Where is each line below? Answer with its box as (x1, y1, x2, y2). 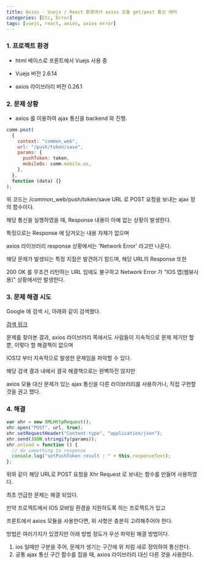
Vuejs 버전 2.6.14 (15, 70, 58, 77)
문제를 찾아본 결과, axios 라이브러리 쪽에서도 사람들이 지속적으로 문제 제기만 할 (6, 333, 195, 341)
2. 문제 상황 (6, 99, 39, 108)
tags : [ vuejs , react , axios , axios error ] (6, 20, 116, 26)
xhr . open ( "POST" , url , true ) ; (6, 425, 84, 431)
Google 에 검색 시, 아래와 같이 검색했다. (6, 307, 101, 315)
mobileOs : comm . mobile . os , (22, 161, 92, 167)
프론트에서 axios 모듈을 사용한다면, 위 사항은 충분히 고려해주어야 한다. (6, 518, 173, 525)
